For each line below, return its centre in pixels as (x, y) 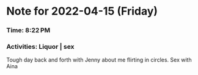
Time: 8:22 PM (28, 30)
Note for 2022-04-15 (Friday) (82, 11)
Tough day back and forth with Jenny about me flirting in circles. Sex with (99, 60)
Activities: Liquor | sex (40, 47)
